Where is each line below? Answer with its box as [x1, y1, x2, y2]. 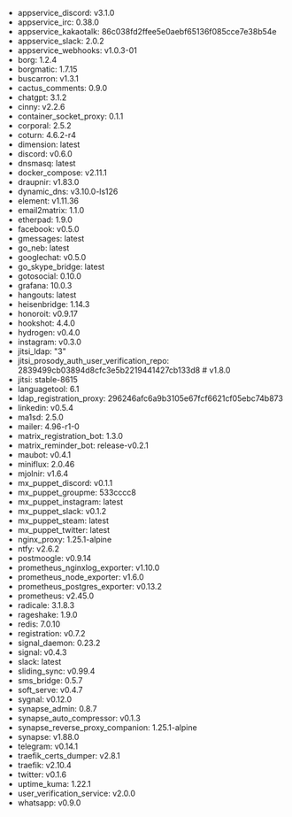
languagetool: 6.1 [17, 384, 80, 394]
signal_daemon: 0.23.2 [17, 637, 101, 648]
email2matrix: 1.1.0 [17, 205, 85, 215]
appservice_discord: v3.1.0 [17, 8, 115, 18]
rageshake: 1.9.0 [17, 610, 78, 620]
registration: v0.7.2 [17, 628, 86, 638]
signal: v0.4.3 [17, 647, 67, 658]
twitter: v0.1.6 [17, 769, 67, 780]
